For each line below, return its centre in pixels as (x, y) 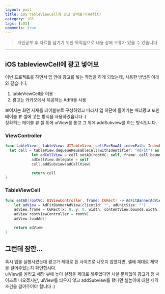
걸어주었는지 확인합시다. (33, 268)
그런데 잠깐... (24, 249)
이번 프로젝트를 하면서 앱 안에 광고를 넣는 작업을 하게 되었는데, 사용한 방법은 (78, 77)
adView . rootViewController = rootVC (52, 214)
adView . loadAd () (31, 219)
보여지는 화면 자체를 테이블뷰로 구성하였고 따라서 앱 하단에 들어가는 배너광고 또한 (82, 110)
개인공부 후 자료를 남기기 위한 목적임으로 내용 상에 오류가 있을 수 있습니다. (88, 43)
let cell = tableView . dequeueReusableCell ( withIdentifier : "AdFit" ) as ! (85, 151)
